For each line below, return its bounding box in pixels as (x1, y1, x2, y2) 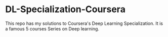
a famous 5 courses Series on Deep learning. (5, 25, 100, 31)
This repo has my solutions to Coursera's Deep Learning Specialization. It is (5, 20, 163, 26)
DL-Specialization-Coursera (5, 4, 125, 15)
